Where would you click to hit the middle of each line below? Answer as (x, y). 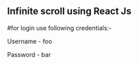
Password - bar (29, 54)
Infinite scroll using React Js (69, 11)
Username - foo (30, 41)
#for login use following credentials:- (59, 28)
